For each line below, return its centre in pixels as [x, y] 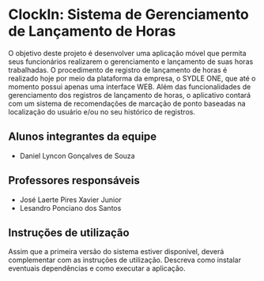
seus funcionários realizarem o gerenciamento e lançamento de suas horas [131, 62]
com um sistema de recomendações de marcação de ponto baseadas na [127, 103]
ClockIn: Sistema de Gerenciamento [128, 15]
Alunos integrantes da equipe [83, 137]
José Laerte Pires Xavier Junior [71, 200]
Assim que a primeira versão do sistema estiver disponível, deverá [116, 252]
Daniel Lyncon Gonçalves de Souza [77, 155]
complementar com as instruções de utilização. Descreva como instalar [124, 260]
